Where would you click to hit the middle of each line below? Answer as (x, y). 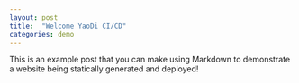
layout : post (34, 17)
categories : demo (42, 34)
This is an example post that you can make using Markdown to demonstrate (150, 60)
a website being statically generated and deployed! (104, 69)
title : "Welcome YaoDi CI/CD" (68, 26)
